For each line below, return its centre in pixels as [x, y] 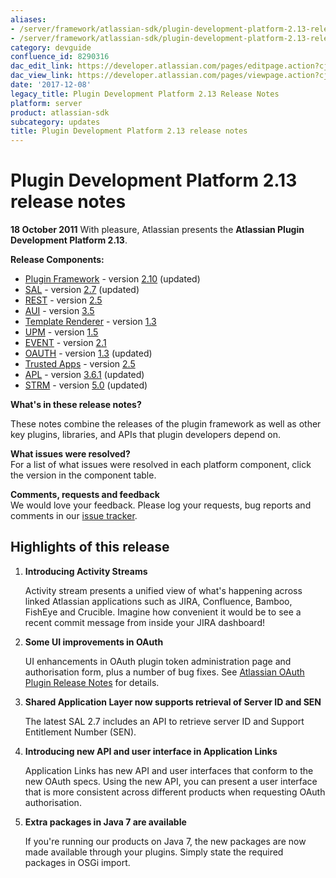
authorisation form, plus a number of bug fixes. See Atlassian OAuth [164, 672]
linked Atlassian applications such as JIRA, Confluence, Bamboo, [158, 601]
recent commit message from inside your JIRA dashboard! [144, 622]
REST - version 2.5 [63, 300]
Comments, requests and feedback [85, 495]
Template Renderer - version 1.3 [90, 322]
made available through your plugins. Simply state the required [154, 852]
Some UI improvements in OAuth [94, 642]
